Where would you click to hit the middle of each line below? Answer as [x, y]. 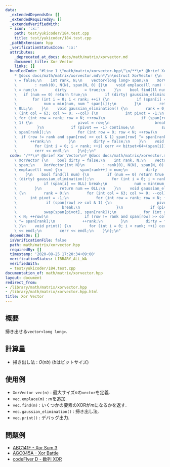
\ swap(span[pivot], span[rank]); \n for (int [88, 212]
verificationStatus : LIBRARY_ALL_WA [48, 259]
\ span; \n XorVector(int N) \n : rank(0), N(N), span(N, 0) [89, 165]
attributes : [23, 52]
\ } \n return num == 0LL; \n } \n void [77, 189]
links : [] [25, 66]
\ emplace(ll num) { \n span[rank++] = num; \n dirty [86, 170]
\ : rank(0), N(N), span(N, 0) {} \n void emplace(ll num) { [90, 85]
